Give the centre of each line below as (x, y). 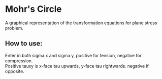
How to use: (24, 44)
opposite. (15, 71)
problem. (14, 28)
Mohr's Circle (33, 9)
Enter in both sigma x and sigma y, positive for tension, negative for (73, 55)
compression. (19, 61)
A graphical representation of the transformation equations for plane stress (81, 23)
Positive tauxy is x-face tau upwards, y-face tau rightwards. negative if (77, 66)
